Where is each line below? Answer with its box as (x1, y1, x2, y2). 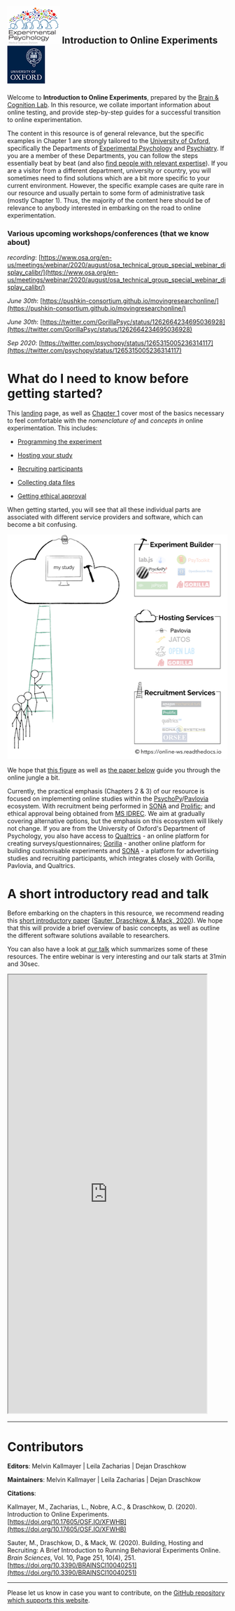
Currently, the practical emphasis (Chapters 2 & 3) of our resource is (7, 787, 205, 795)
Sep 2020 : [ (7, 339, 42, 347)
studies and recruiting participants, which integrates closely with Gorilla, (7, 854, 215, 862)
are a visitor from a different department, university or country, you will (7, 166, 211, 175)
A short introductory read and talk (7, 885, 209, 902)
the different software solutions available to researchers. (7, 931, 170, 940)
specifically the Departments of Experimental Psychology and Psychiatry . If (7, 144, 225, 152)
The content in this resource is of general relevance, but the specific (7, 129, 204, 138)
